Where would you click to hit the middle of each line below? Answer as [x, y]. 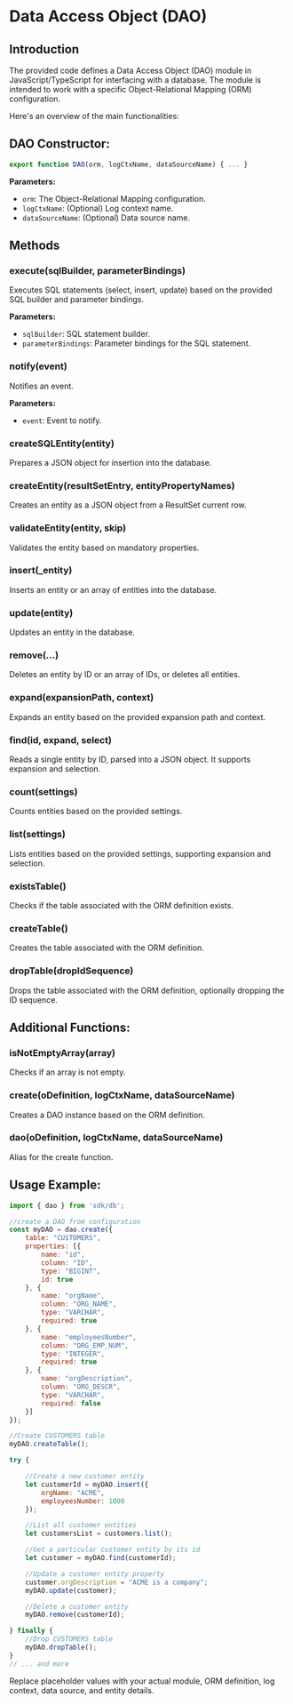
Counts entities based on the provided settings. [96, 812]
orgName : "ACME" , [73, 1492]
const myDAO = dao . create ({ [61, 1230]
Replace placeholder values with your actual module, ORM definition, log [142, 1681]
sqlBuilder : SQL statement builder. [86, 334]
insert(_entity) [41, 571]
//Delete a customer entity [77, 1606]
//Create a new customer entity [85, 1476]
